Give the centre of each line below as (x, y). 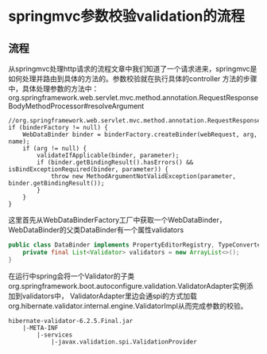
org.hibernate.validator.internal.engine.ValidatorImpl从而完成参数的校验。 (128, 305)
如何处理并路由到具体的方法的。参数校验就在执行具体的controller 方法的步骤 (133, 79)
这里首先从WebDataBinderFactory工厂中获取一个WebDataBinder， (117, 220)
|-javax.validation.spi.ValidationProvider (124, 342)
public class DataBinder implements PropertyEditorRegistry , (112, 245)
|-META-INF (41, 328)
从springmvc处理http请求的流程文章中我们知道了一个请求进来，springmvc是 (133, 69)
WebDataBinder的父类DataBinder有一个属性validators (96, 230)
